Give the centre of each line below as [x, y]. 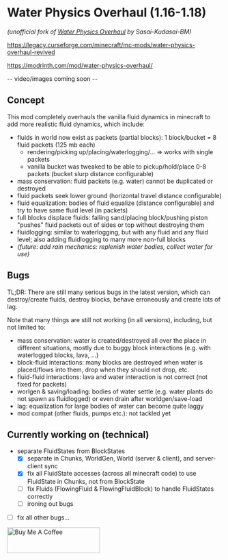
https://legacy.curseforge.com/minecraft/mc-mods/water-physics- [101, 45]
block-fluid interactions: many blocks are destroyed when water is [110, 362]
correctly [40, 496]
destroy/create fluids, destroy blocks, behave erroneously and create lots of [114, 299]
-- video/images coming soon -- [52, 78]
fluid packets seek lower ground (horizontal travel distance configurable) [119, 195]
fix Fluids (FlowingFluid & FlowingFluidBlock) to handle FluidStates [120, 489]
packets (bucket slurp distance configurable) [90, 173]
